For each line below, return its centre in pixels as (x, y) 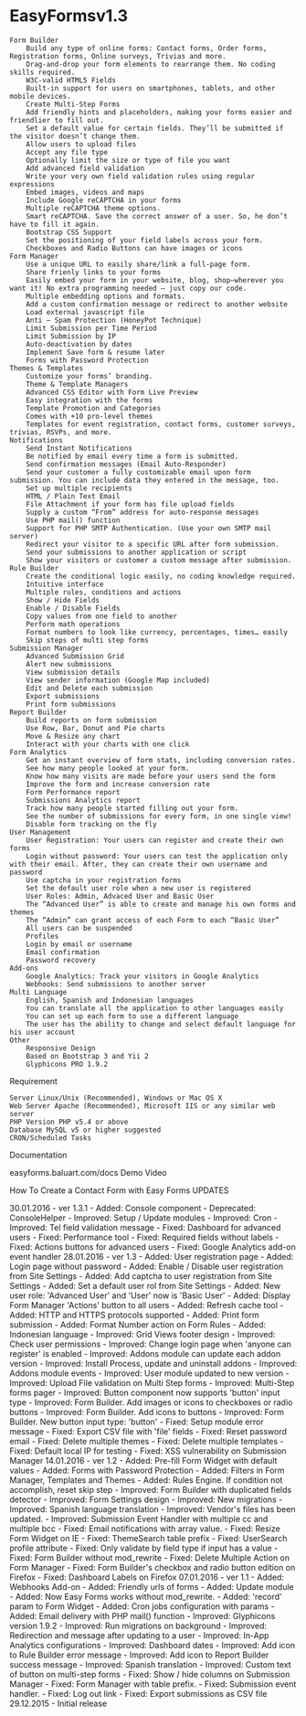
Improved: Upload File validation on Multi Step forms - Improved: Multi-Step (152, 1382)
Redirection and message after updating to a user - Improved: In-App (139, 1635)
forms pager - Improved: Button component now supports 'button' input (145, 1392)
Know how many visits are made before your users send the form (151, 776)
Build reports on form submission (91, 720)
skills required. (42, 72)
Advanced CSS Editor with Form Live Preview (112, 392)
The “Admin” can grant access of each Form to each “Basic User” (153, 920)
